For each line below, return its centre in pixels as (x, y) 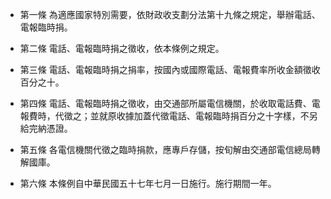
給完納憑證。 (46, 128)
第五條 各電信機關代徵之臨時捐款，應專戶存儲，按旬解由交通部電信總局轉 (170, 149)
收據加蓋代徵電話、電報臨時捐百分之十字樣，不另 (217, 116)
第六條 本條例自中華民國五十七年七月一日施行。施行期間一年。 (148, 183)
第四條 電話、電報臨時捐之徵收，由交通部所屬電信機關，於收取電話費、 (165, 103)
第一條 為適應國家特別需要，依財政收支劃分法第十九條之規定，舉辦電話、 (170, 14)
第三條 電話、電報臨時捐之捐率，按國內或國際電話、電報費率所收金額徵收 (170, 69)
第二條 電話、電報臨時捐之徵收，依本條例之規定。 (122, 48)
